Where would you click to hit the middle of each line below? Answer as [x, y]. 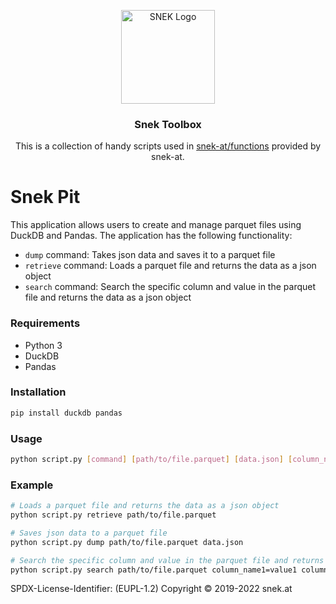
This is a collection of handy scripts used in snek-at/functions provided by [168, 146]
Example [32, 485]
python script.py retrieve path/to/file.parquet [113, 515]
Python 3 [43, 345]
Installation [38, 392]
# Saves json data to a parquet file [89, 533]
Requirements [45, 323]
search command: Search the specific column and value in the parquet [170, 287]
